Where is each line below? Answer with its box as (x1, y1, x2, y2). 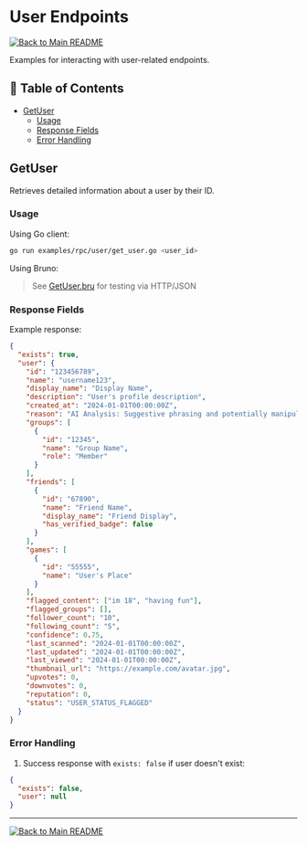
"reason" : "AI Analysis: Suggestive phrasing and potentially (26, 409, 268, 419)
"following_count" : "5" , (26, 621, 121, 631)
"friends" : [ (26, 478, 76, 487)
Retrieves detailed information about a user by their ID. (9, 185, 215, 195)
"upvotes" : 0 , (26, 673, 79, 682)
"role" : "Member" (42, 452, 108, 461)
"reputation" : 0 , (26, 690, 92, 699)
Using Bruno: (9, 262, 59, 273)
